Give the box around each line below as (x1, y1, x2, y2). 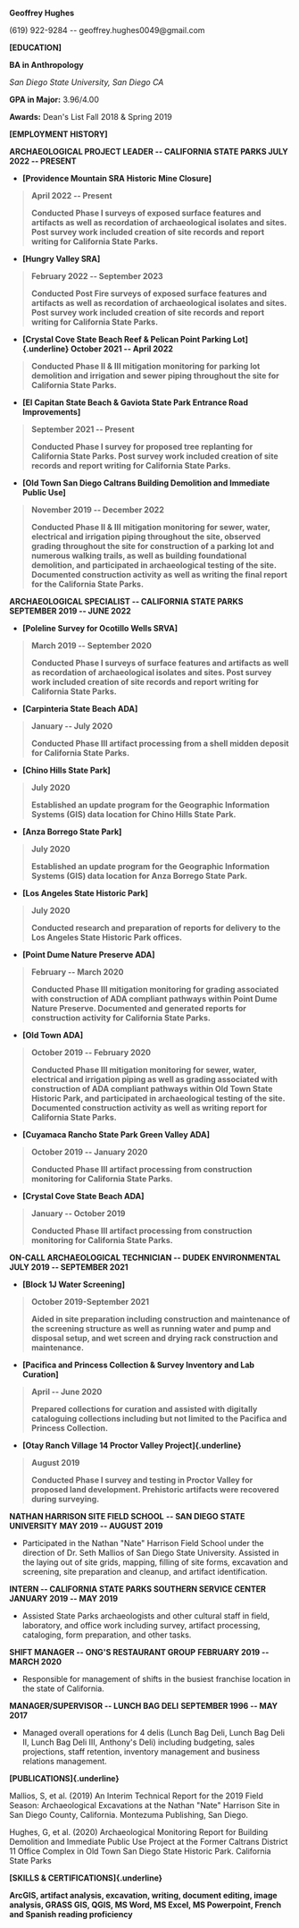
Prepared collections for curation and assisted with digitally (30, 1404, 258, 1414)
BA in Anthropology (9, 60, 84, 70)
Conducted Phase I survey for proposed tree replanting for (30, 442, 253, 452)
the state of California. (21, 1683, 104, 1694)
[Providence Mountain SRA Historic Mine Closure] (21, 173, 212, 183)
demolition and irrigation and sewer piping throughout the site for (30, 370, 279, 381)
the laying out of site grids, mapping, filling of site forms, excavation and (21, 1557, 288, 1568)
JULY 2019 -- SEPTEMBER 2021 (9, 1262, 129, 1273)
